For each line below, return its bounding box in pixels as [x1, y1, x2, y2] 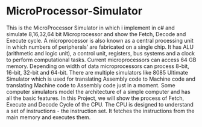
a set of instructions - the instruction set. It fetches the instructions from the [6, 107, 195, 114]
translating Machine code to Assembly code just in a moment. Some [6, 81, 176, 88]
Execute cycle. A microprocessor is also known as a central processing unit [6, 37, 194, 44]
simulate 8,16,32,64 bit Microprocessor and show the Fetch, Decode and [6, 30, 186, 37]
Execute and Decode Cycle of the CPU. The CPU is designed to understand [6, 101, 194, 108]
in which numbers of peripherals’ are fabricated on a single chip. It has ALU [6, 43, 194, 51]
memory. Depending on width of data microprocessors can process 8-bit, [6, 62, 190, 70]
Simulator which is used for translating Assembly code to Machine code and [6, 75, 196, 82]
